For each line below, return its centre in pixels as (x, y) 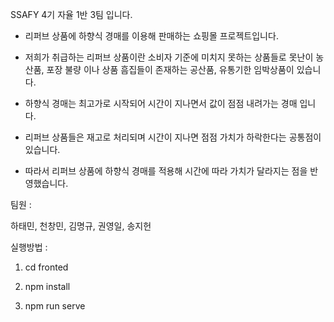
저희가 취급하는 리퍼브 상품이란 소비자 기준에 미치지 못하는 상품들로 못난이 (169, 57)
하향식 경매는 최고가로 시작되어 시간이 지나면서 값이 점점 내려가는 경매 (161, 103)
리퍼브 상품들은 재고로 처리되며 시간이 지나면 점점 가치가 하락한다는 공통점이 (173, 137)
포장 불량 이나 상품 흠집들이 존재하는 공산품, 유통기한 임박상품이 (170, 69)
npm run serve (55, 306)
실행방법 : (29, 247)
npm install (47, 286)
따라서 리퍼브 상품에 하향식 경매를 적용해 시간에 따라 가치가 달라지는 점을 (166, 171)
